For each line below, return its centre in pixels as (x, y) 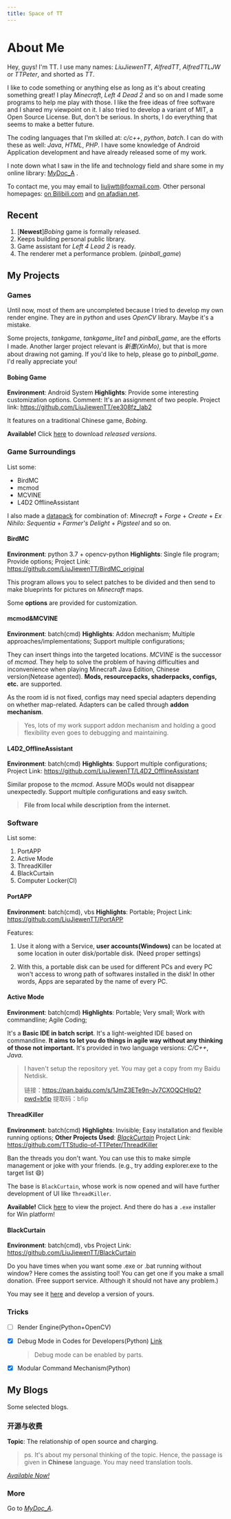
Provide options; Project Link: (49, 561)
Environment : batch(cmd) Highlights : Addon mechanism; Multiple (101, 634)
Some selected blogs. (38, 1407)
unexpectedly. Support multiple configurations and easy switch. (97, 792)
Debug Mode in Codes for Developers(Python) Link (90, 1341)
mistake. (19, 325)
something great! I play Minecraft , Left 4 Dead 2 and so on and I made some (115, 95)
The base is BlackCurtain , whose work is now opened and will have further (113, 1187)
